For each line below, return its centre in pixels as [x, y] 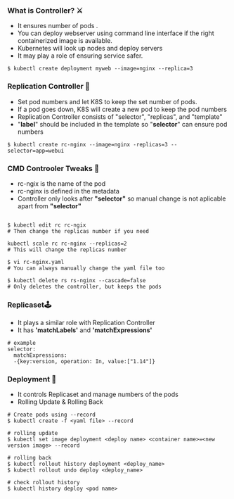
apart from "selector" [50, 206]
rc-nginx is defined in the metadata [68, 191]
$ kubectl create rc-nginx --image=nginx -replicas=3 [88, 144]
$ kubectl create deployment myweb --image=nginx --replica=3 [100, 69]
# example [22, 343]
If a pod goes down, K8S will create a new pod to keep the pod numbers [122, 109]
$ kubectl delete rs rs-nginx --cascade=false [77, 280]
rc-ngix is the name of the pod [61, 183]
